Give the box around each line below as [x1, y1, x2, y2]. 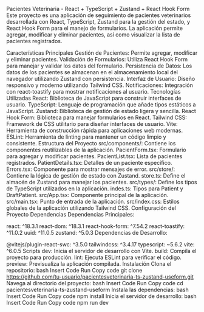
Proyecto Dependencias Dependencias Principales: [6, 211, 135, 218]
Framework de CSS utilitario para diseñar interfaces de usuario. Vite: [6, 120, 178, 127]
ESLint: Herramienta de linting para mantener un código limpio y [6, 133, 166, 140]
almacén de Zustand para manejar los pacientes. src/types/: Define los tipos [6, 179, 197, 185]
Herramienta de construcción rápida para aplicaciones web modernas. [6, 127, 183, 134]
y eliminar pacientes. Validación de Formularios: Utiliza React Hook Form [6, 56, 188, 63]
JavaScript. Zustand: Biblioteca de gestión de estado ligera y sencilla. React [6, 108, 196, 114]
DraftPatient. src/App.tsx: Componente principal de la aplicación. [6, 192, 169, 198]
